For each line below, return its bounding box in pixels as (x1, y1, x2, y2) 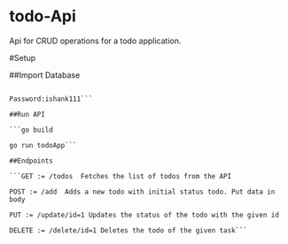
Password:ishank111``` (9, 95, 93, 103)
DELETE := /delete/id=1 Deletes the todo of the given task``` (9, 225, 248, 235)
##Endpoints (9, 156, 53, 165)
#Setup (9, 52, 36, 63)
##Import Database (9, 69, 81, 80)
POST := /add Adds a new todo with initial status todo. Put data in (9, 187, 276, 196)
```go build (9, 126, 53, 134)
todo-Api (9, 6, 77, 27)
